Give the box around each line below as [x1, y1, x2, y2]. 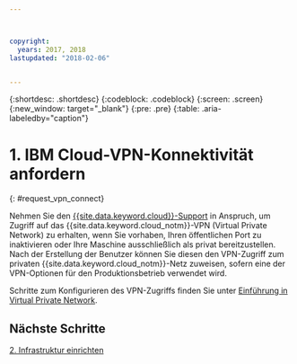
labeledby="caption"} [9, 113, 89, 124]
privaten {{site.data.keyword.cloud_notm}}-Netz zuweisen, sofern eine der [9, 258, 285, 270]
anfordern [9, 164, 86, 184]
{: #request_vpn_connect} [9, 193, 105, 204]
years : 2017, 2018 [17, 45, 87, 54]
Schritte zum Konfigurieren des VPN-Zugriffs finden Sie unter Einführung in [9, 285, 289, 297]
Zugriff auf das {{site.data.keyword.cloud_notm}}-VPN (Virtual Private [9, 220, 267, 231]
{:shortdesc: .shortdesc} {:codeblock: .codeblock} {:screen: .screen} [9, 93, 264, 104]
